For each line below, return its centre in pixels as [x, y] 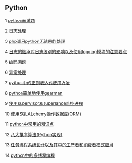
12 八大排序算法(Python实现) [34, 134]
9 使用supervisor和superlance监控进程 [44, 103]
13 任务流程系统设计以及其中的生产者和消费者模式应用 [59, 145]
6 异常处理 [16, 72]
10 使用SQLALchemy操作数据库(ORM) [43, 114]
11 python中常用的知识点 [30, 124]
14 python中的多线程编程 [30, 155]
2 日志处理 [16, 31]
